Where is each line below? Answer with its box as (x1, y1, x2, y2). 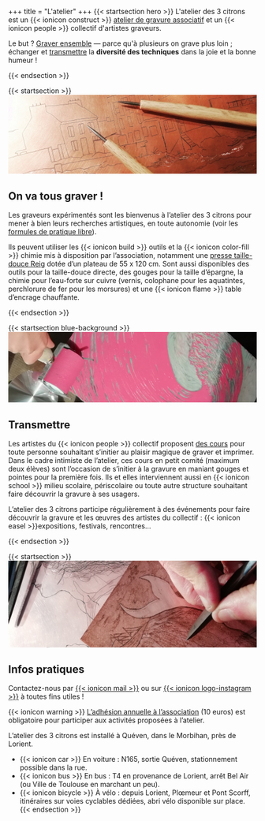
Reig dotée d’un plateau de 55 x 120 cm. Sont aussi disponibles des (30, 259, 250, 269)
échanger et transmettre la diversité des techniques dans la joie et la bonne (8, 47, 256, 56)
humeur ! (8, 55, 38, 65)
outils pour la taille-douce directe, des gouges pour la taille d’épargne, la (8, 267, 244, 277)
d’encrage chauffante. (8, 293, 80, 302)
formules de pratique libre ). (8, 227, 97, 237)
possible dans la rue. (19, 763, 88, 772)
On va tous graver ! (8, 189, 104, 203)
